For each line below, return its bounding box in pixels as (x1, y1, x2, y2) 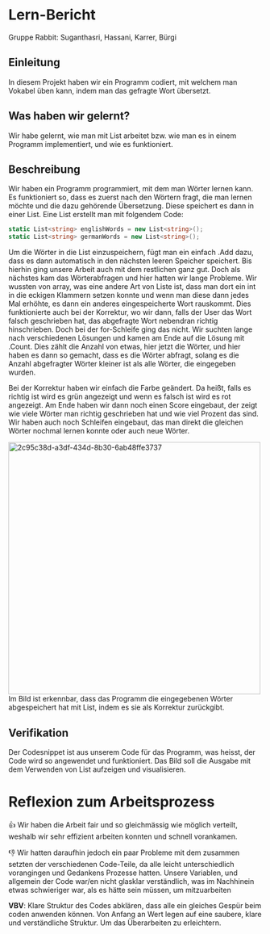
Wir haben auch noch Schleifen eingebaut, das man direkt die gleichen (8, 417, 243, 427)
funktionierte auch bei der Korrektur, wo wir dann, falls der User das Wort (8, 308, 252, 317)
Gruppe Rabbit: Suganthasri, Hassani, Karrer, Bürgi (8, 32, 177, 42)
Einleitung (8, 56, 60, 69)
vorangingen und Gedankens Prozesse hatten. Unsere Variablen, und (8, 868, 238, 877)
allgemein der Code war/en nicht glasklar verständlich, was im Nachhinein (8, 876, 255, 886)
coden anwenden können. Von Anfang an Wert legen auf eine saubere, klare (8, 909, 262, 919)
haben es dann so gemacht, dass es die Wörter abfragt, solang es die (8, 350, 239, 360)
